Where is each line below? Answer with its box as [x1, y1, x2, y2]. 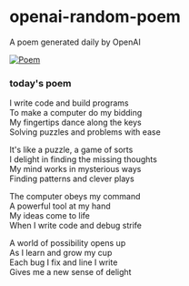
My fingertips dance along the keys [9, 117, 143, 128]
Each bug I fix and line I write [9, 257, 118, 268]
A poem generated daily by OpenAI [9, 36, 141, 47]
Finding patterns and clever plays [9, 173, 134, 184]
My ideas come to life [9, 210, 91, 221]
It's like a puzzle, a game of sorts [9, 144, 134, 156]
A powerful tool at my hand [9, 200, 111, 211]
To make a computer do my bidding [9, 107, 143, 118]
